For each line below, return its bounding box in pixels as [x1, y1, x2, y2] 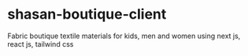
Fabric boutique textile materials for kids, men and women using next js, [7, 31, 241, 40]
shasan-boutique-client [7, 5, 167, 23]
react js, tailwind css [7, 39, 74, 48]
